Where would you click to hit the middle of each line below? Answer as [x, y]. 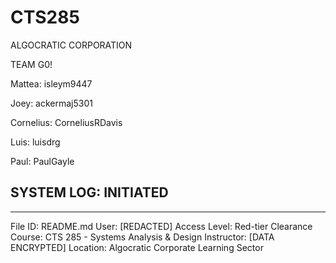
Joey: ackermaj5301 [51, 103]
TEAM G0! [31, 64]
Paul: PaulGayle [42, 161]
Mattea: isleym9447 [51, 83]
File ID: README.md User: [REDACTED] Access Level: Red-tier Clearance [161, 226]
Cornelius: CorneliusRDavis [66, 122]
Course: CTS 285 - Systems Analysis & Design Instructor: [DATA [142, 237]
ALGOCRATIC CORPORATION [71, 45]
